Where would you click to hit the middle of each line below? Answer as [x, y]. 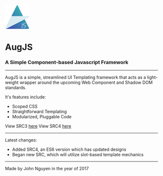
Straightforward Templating [39, 112]
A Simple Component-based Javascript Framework [67, 63]
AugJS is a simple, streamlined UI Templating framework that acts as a [76, 78]
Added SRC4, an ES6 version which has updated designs [69, 149]
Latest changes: [21, 140]
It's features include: [25, 97]
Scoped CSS [25, 107]
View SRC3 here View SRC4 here [38, 126]
